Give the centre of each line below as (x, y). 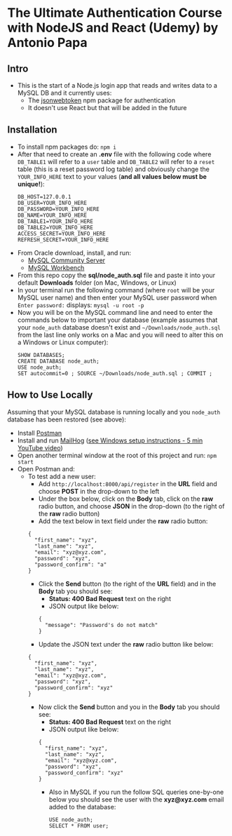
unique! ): (31, 184)
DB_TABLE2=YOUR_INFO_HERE (55, 227)
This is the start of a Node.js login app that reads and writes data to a (117, 85)
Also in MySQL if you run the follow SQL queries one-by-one (136, 792)
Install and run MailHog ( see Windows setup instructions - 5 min (110, 440)
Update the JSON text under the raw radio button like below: (126, 644)
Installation (32, 130)
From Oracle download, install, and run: (74, 252)
